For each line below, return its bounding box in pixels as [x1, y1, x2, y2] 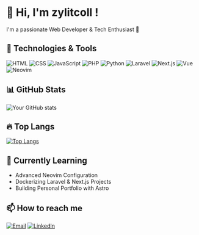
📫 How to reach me [6, 203, 83, 213]
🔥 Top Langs [6, 121, 55, 132]
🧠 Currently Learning [6, 155, 87, 165]
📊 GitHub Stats [6, 85, 66, 95]
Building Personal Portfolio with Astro [15, 184, 109, 192]
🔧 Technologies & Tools [6, 43, 97, 54]
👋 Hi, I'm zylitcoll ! [6, 5, 99, 20]
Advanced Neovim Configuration [15, 172, 98, 179]
